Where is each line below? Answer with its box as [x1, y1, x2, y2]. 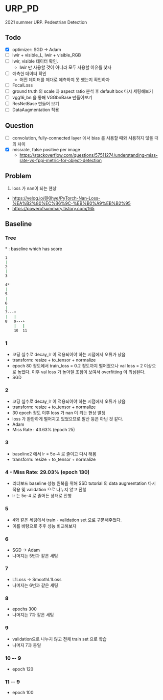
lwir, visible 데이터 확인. [12, 58, 58, 64]
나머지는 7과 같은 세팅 [12, 612, 54, 618]
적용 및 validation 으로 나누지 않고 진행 [12, 486, 87, 492]
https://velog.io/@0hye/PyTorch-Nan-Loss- [12, 195, 100, 201]
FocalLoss [12, 82, 33, 88]
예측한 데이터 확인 [12, 70, 47, 76]
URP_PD [5, 3, 39, 14]
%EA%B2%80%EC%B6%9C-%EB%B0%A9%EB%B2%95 [12, 200, 131, 206]
